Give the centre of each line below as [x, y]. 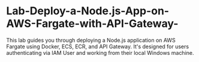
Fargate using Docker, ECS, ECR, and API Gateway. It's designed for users [98, 46]
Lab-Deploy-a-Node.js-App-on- [88, 11]
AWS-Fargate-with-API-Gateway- [92, 24]
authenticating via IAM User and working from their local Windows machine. [100, 52]
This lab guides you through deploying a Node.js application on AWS [91, 40]
